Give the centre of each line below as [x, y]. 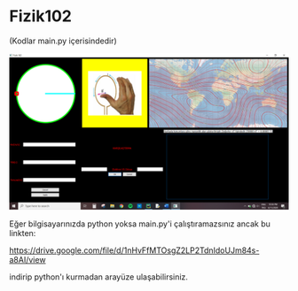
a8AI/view [27, 260]
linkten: [23, 234]
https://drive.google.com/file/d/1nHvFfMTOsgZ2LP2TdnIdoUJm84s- [134, 250]
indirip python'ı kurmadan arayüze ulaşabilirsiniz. [99, 277]
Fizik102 [41, 16]
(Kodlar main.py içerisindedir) [63, 41]
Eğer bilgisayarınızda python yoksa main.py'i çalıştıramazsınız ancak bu [140, 224]
